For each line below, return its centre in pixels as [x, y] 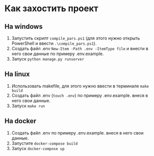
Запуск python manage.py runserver [48, 59]
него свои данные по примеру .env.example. [58, 54]
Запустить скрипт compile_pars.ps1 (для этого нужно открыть [76, 38]
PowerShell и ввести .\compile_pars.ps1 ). [54, 43]
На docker [21, 121]
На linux [17, 74]
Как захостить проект [51, 9]
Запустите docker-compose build [45, 143]
